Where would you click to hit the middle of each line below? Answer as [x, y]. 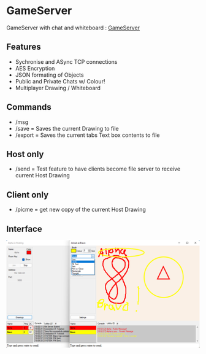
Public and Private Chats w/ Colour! [60, 81]
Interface [24, 229]
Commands [29, 107]
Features [24, 47]
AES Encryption [35, 68]
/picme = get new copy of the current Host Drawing [80, 210]
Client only [28, 195]
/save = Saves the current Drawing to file [67, 128]
